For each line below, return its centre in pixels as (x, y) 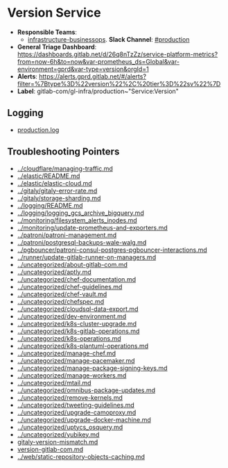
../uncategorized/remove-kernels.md (70, 397)
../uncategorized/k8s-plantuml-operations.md (83, 346)
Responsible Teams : (47, 32)
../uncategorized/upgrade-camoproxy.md (77, 412)
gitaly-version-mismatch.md (58, 442)
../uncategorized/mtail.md (54, 382)
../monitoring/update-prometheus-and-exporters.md (92, 227)
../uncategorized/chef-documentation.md (77, 279)
